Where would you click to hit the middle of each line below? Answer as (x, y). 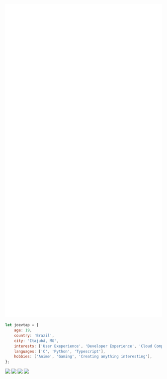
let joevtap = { (22, 325)
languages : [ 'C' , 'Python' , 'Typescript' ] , (60, 351)
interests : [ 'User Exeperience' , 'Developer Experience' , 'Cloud (83, 346)
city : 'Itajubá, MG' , (36, 341)
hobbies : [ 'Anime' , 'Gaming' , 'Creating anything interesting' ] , (83, 357)
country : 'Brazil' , (34, 336)
